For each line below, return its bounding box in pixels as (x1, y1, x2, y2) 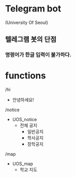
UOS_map (12, 161, 33, 167)
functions (5, 70, 46, 81)
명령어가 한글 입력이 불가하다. (5, 51, 72, 58)
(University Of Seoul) (5, 19, 48, 25)
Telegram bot (5, 3, 61, 14)
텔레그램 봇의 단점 (5, 35, 57, 44)
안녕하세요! (12, 97, 34, 103)
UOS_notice (12, 117, 37, 123)
